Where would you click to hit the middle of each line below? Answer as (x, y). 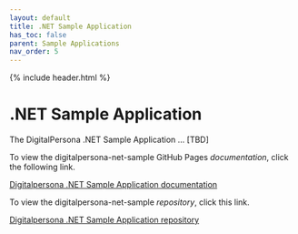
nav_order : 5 (34, 52)
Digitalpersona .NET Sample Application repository (104, 220)
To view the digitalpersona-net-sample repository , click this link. (129, 202)
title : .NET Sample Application (70, 26)
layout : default (40, 18)
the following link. (42, 167)
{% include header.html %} (60, 77)
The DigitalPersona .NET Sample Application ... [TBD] (109, 140)
